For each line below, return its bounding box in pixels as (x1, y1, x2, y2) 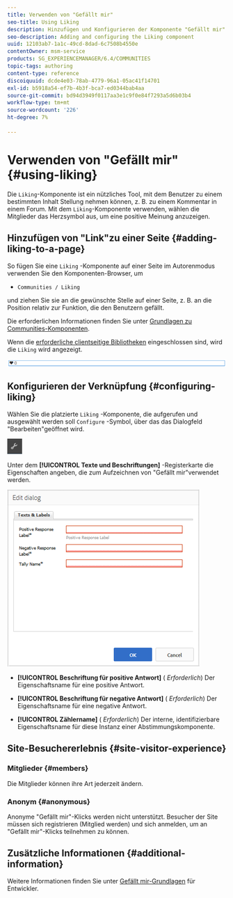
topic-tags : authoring (7, 63, 73, 70)
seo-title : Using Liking (7, 18, 79, 26)
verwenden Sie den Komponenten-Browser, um (7, 268, 143, 278)
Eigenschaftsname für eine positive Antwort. (17, 680, 145, 689)
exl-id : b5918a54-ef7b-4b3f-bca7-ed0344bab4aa (7, 84, 145, 92)
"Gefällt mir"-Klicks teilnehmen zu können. (7, 827, 129, 835)
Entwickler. (7, 884, 39, 892)
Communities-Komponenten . (7, 324, 90, 332)
